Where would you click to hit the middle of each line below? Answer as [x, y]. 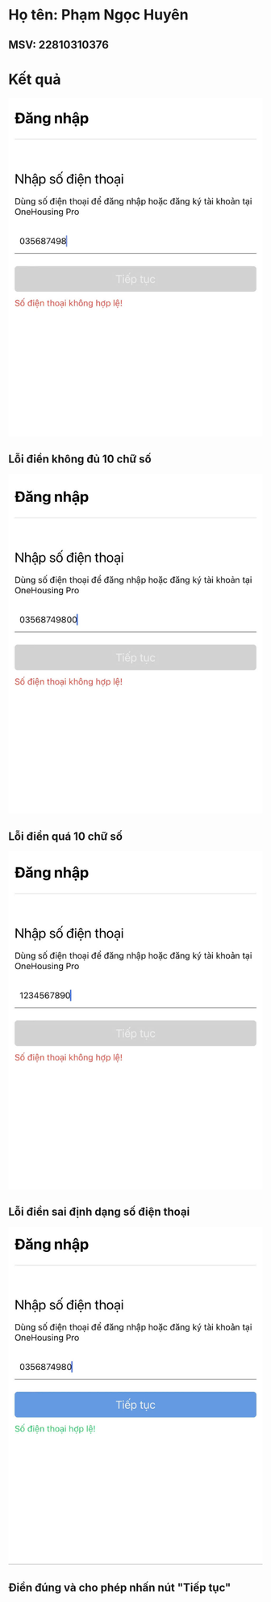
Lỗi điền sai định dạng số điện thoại [99, 1212]
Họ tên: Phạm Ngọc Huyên [98, 15]
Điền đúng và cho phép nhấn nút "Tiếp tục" [120, 1587]
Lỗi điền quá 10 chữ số [66, 836]
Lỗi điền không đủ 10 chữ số [80, 460]
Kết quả [35, 79]
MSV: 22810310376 [58, 45]
